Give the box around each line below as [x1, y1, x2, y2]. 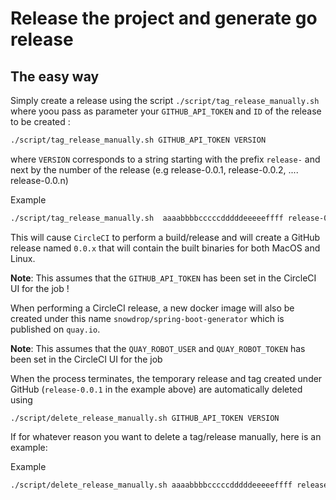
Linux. [10, 252, 36, 264]
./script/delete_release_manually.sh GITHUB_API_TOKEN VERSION [10, 413, 280, 423]
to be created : [10, 116, 71, 127]
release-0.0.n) [10, 174, 69, 186]
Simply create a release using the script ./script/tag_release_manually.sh [10, 95, 320, 106]
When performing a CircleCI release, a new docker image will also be [10, 302, 295, 314]
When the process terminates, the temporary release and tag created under [10, 372, 323, 384]
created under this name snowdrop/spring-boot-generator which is [10, 312, 285, 324]
